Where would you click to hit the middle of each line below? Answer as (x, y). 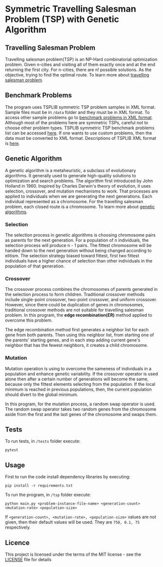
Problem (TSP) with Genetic (62, 19)
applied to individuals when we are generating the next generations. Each (79, 196)
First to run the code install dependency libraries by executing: (68, 477)
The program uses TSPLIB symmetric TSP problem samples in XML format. (80, 107)
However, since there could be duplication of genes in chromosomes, (75, 305)
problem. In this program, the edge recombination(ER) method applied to (79, 315)
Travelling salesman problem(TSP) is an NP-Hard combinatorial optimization (81, 59)
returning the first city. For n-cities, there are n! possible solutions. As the (78, 70)
